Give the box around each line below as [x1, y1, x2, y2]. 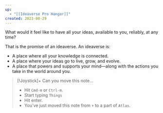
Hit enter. [24, 98, 43, 103]
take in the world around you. [12, 69, 71, 74]
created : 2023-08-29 [5, 16, 47, 21]
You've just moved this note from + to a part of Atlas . [24, 102, 131, 109]
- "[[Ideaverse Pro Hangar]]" [9, 12, 71, 16]
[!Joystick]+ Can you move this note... [17, 78, 93, 84]
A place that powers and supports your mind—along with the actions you [12, 63, 159, 69]
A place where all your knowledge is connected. [12, 53, 109, 59]
